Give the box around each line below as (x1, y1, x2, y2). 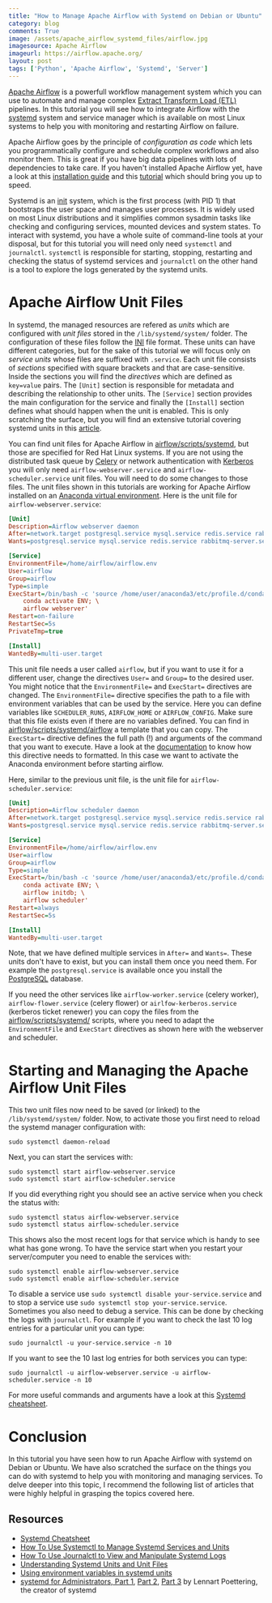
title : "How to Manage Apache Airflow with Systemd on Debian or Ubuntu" (8, 11, 263, 20)
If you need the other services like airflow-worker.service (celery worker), (8, 990, 259, 999)
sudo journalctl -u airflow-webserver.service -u (8, 1369, 180, 1378)
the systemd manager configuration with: (8, 1122, 146, 1132)
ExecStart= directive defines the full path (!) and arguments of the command (8, 733, 263, 742)
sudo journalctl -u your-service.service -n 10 (8, 1339, 172, 1348)
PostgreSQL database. (8, 974, 83, 984)
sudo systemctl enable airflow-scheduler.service (8, 1275, 180, 1283)
